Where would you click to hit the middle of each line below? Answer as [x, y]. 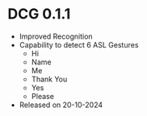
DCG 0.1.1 [39, 14]
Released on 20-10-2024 [61, 105]
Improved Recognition [56, 36]
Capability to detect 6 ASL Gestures [79, 44]
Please [42, 96]
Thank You [49, 79]
